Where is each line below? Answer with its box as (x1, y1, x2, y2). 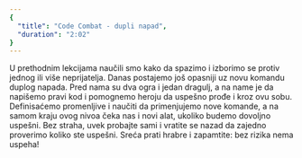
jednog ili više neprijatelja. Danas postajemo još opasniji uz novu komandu (9, 73, 286, 83)
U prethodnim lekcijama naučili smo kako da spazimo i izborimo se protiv (9, 63, 280, 74)
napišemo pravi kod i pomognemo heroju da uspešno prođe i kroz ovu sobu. (9, 92, 293, 102)
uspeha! (9, 139, 40, 150)
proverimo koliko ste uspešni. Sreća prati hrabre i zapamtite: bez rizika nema (9, 129, 294, 140)
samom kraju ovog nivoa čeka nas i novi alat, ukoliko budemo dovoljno (9, 110, 271, 121)
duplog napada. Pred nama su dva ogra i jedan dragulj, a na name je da (9, 82, 274, 92)
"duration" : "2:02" (17, 30, 91, 39)
